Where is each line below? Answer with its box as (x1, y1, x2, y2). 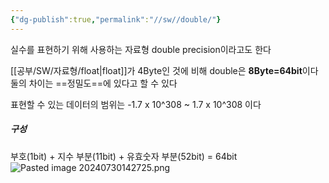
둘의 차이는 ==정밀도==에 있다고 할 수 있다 (10, 77, 178, 89)
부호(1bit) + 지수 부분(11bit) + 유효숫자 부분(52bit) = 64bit (10, 150, 238, 162)
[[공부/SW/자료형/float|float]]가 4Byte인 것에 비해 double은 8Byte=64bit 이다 (10, 64, 319, 76)
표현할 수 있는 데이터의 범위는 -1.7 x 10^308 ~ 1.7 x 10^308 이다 (10, 98, 262, 110)
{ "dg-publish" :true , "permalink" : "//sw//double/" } (10, 14, 222, 25)
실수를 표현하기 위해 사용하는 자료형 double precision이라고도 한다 (10, 43, 272, 55)
